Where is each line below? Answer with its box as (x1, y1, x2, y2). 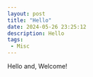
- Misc (10, 43, 30, 50)
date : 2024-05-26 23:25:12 (7, 23, 87, 30)
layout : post (7, 10, 46, 17)
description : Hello (7, 29, 65, 37)
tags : (7, 36, 23, 43)
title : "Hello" (7, 17, 52, 24)
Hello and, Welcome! (7, 62, 68, 70)
